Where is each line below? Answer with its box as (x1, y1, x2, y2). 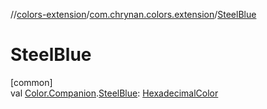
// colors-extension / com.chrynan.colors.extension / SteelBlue (10, 9, 257, 20)
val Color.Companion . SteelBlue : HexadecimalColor (10, 87, 219, 99)
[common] (10, 76, 53, 88)
